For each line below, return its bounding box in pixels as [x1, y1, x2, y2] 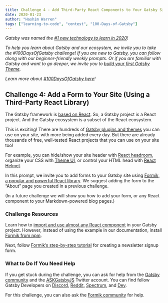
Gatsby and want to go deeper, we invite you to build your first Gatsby [5, 61, 150, 67]
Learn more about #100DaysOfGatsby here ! [5, 76, 96, 82]
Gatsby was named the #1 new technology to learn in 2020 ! [5, 35, 128, 41]
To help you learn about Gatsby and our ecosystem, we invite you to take [5, 45, 156, 51]
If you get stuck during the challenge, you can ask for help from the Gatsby [5, 271, 160, 277]
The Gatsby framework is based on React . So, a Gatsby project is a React [5, 111, 156, 118]
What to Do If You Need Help [5, 260, 76, 267]
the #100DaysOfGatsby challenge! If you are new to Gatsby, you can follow [5, 50, 161, 56]
